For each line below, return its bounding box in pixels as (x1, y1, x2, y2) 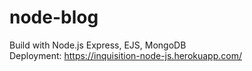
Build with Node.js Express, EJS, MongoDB (9, 39, 187, 51)
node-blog (9, 6, 99, 29)
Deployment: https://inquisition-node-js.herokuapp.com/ (9, 49, 242, 61)
